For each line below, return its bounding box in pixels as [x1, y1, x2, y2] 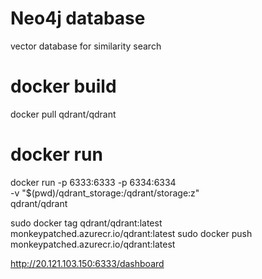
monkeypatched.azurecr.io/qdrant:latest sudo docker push [10, 227, 253, 239]
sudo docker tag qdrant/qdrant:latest [10, 217, 163, 229]
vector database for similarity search [10, 40, 162, 52]
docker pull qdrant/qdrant [10, 108, 117, 120]
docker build [10, 75, 117, 98]
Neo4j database [10, 7, 146, 30]
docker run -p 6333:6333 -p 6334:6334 [10, 176, 177, 188]
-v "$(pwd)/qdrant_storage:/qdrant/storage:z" [10, 187, 200, 199]
